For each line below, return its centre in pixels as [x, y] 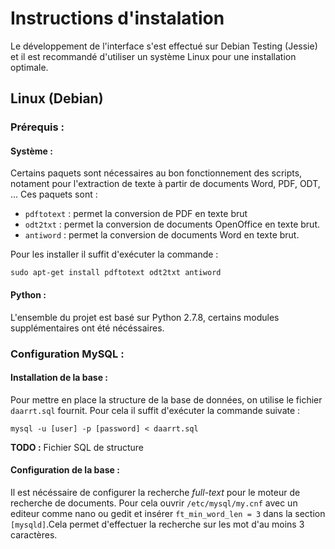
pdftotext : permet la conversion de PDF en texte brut [136, 214]
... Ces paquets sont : [54, 194]
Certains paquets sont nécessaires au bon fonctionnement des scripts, [156, 173]
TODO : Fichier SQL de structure [77, 447]
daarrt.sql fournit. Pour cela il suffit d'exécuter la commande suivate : [155, 410]
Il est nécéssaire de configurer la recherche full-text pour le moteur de [155, 492]
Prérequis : [37, 127]
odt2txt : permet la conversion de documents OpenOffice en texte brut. [172, 224]
